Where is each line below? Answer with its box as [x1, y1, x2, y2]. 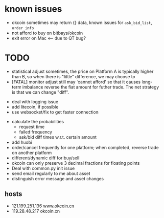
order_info [11, 25, 34, 30]
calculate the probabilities [11, 118, 64, 124]
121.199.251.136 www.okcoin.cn [11, 203, 74, 209]
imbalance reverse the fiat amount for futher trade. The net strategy [22, 84, 159, 90]
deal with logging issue [11, 99, 59, 105]
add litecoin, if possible [11, 104, 59, 109]
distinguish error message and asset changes [11, 175, 104, 181]
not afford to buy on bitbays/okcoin [11, 30, 83, 36]
